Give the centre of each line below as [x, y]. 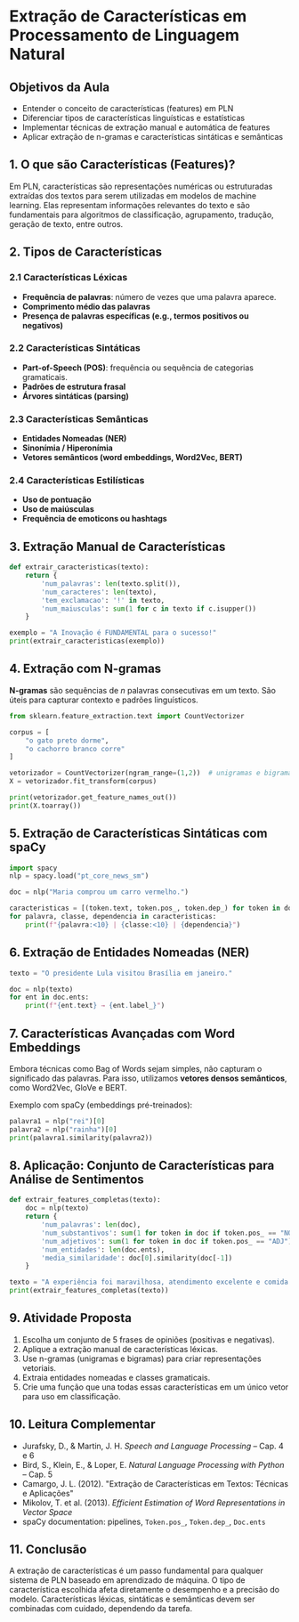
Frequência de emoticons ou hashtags [94, 519]
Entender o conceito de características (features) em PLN [128, 108]
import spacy [33, 868]
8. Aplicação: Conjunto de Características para [142, 1165]
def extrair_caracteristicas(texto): [79, 567]
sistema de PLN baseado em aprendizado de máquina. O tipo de [127, 1580]
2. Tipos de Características [86, 252]
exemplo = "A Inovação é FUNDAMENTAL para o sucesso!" [113, 633]
